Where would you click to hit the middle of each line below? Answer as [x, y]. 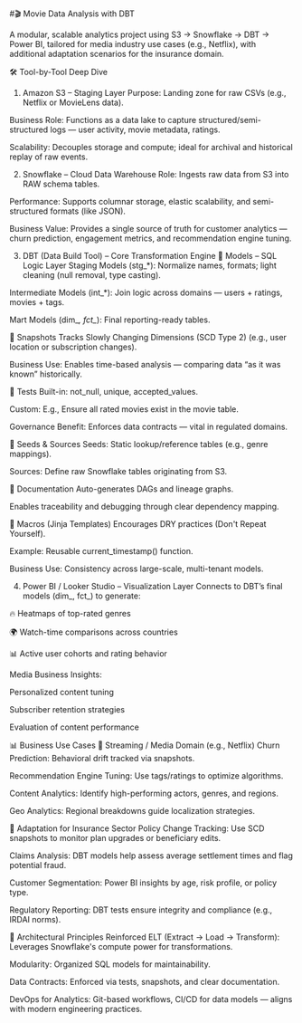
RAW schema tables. [61, 184]
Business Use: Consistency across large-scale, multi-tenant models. [137, 569]
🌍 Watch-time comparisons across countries [94, 632]
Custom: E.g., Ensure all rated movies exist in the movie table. [124, 409]
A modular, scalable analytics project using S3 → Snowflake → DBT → [139, 34]
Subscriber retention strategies [67, 709]
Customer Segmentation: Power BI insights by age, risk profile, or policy [143, 883]
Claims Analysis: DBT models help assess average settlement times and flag [151, 856]
